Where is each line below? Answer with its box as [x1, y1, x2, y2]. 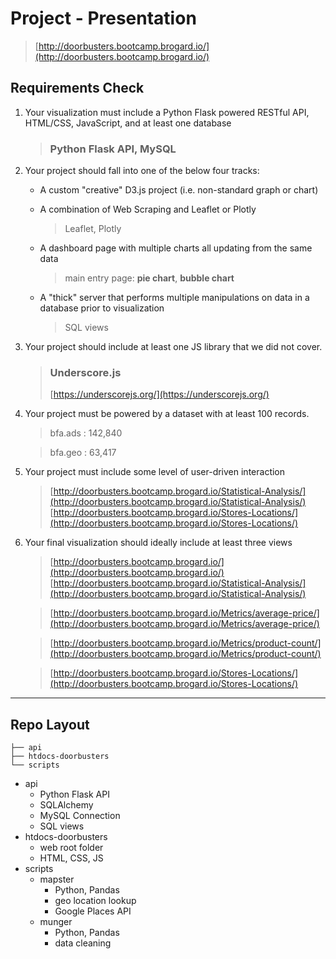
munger [39, 916, 73, 928]
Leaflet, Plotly [64, 223, 122, 235]
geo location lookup [54, 895, 137, 907]
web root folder [39, 842, 104, 854]
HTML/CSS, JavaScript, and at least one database [24, 117, 232, 129]
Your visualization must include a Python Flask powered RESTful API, [24, 106, 310, 118]
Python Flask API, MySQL [49, 142, 177, 156]
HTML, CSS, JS [39, 852, 104, 864]
